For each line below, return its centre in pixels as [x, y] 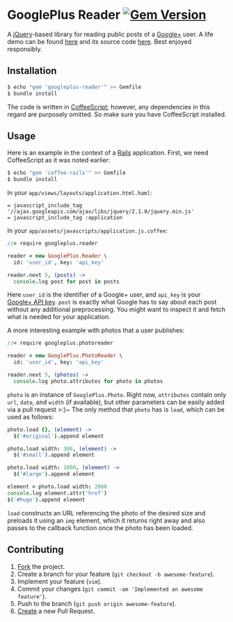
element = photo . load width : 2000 [57, 487]
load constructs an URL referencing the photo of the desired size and [106, 513]
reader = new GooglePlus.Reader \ [57, 256]
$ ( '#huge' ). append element [46, 499]
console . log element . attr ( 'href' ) [57, 493]
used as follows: [31, 417]
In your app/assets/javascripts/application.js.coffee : [88, 231]
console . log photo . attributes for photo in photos [88, 381]
